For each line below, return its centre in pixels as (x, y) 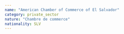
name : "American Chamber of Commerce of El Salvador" (62, 10)
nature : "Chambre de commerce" (37, 19)
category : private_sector (32, 14)
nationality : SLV (23, 24)
